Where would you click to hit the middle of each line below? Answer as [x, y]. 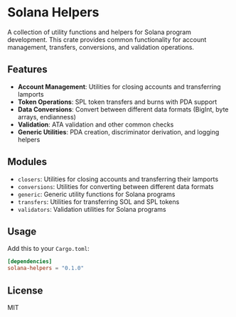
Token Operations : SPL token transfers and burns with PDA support [117, 102]
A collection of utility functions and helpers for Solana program [100, 32]
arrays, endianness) [47, 117]
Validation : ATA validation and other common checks [96, 124]
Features [27, 69]
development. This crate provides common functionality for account [107, 39]
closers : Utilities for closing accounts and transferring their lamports [118, 179]
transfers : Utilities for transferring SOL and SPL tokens [98, 202]
